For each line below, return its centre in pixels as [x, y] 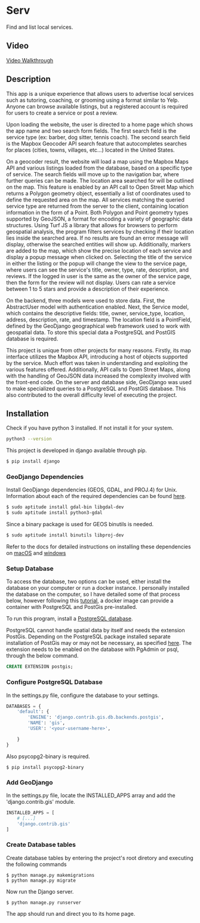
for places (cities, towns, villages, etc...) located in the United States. [90, 150]
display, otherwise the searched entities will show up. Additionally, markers [99, 244]
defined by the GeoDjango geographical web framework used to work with [98, 326]
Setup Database [30, 568]
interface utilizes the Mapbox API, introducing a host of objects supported [97, 357]
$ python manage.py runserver [44, 903]
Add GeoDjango [30, 782]
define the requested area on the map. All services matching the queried [96, 200]
